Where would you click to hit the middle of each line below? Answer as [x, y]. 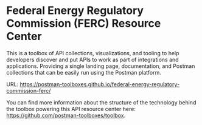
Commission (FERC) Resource [84, 23]
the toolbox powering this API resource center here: [71, 109]
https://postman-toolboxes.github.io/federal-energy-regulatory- [100, 84]
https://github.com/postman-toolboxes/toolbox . [66, 115]
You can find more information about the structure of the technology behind [101, 102]
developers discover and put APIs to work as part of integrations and [92, 59]
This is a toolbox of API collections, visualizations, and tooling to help [93, 53]
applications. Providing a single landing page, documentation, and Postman [101, 66]
